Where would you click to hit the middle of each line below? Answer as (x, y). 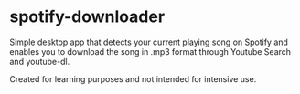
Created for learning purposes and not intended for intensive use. (133, 78)
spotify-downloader (87, 17)
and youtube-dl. (40, 61)
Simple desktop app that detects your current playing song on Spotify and (149, 42)
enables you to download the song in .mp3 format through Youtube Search (150, 51)
